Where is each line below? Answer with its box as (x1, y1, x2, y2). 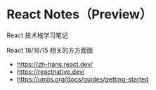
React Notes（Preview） (6, 6, 152, 22)
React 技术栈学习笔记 (6, 31, 68, 39)
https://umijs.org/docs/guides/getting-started (16, 75, 149, 83)
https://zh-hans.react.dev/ (16, 60, 93, 68)
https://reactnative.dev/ (16, 67, 85, 76)
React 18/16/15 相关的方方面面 (6, 46, 93, 54)
